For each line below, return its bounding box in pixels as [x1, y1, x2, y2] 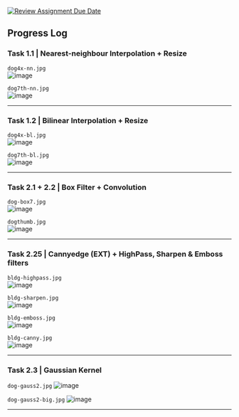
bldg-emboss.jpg [7, 314, 55, 322]
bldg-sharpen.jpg [7, 294, 59, 302]
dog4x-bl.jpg [7, 132, 46, 139]
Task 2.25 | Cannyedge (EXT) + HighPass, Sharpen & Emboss [7, 249, 223, 259]
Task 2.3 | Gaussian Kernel [7, 365, 102, 375]
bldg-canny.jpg [7, 334, 53, 342]
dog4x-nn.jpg [7, 65, 46, 72]
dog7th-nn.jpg [7, 85, 50, 92]
